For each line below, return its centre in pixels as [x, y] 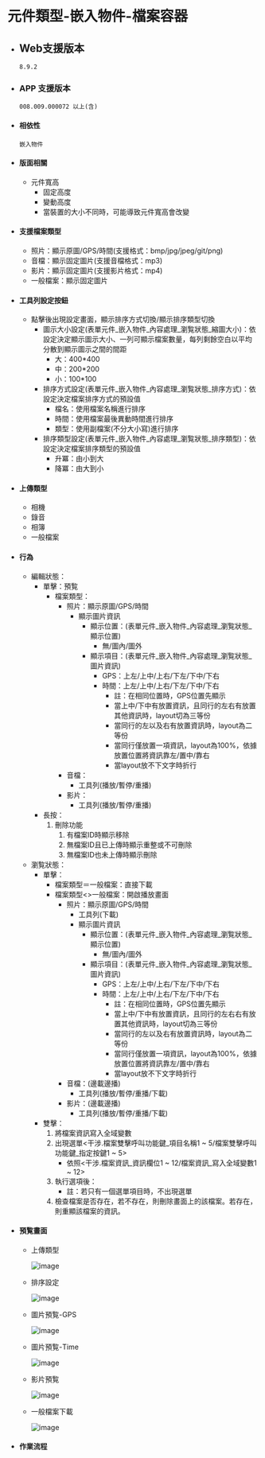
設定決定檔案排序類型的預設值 [92, 449]
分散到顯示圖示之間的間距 [85, 349]
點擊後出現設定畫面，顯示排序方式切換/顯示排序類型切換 [123, 320]
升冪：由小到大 [79, 459]
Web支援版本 [52, 48]
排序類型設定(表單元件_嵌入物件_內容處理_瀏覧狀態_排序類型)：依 [149, 439]
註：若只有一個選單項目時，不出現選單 [129, 1191]
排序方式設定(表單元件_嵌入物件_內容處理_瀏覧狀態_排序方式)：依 [149, 389]
